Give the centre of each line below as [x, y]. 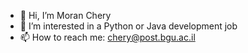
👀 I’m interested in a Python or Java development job [128, 26]
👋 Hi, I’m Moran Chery [65, 15]
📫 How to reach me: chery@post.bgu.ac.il [107, 37]
